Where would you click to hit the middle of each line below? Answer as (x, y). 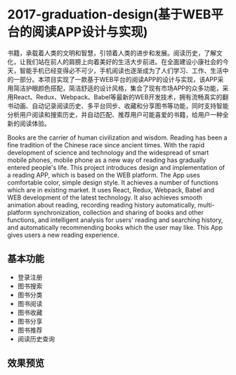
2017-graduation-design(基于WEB (109, 14)
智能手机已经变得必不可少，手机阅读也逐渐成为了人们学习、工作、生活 (121, 70)
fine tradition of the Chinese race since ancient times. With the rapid (106, 145)
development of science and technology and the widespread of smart (108, 152)
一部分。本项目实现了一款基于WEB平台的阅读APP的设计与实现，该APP (115, 79)
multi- (206, 204)
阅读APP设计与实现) (90, 32)
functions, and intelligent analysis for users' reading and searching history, (115, 220)
